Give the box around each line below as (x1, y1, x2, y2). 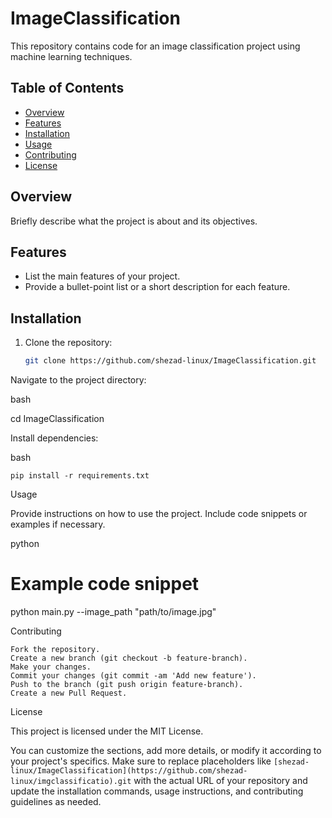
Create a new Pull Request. (10, 688, 128, 698)
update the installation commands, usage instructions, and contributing (10, 785, 304, 797)
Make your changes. (10, 662, 92, 672)
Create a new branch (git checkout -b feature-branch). (10, 653, 248, 663)
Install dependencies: (10, 432, 99, 444)
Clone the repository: (24, 337, 113, 349)
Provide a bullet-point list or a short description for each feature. (24, 281, 291, 293)
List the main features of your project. (24, 270, 181, 282)
